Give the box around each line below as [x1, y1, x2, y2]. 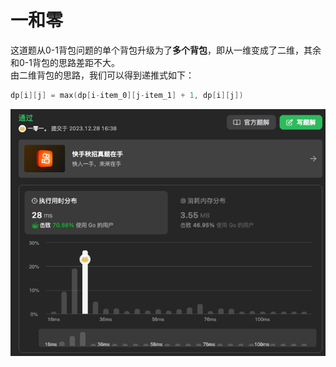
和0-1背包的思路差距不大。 [10, 56, 120, 68]
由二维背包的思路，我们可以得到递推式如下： [10, 69, 195, 81]
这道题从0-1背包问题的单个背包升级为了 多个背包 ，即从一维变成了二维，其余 [10, 44, 322, 56]
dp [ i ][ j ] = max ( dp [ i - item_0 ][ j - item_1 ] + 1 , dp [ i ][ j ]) [10, 90, 244, 100]
